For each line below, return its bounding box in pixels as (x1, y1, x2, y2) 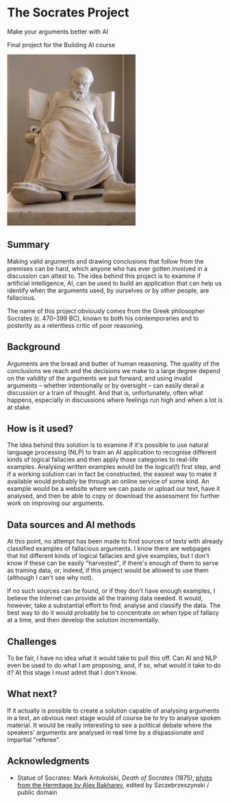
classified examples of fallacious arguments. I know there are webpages (7, 544, 211, 552)
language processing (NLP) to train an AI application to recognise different (7, 448, 217, 457)
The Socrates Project (7, 5, 129, 21)
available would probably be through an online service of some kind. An (7, 477, 210, 485)
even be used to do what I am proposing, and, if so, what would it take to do (7, 661, 221, 669)
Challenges (7, 635, 57, 648)
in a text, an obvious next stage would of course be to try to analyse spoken (7, 713, 221, 722)
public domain (16, 788, 57, 796)
